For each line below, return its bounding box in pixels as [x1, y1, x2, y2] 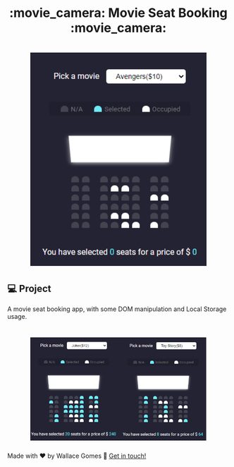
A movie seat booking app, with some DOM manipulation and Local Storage [7, 305, 227, 313]
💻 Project [7, 282, 51, 294]
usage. [7, 313, 27, 321]
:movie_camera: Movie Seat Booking [9, 5, 228, 21]
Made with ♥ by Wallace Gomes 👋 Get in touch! [7, 451, 147, 460]
